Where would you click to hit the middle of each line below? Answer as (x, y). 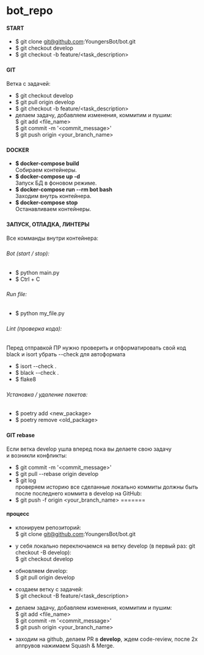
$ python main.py (37, 272)
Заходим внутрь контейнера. (53, 196)
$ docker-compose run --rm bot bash (64, 190)
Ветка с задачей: (28, 83)
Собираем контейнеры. (46, 170)
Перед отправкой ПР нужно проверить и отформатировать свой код (96, 348)
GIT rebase (21, 435)
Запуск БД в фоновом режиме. (56, 183)
